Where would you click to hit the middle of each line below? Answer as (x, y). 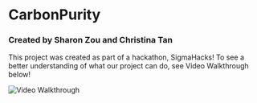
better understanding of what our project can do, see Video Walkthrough (128, 66)
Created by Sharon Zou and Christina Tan (90, 40)
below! (19, 75)
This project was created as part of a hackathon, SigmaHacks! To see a (126, 57)
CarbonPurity (55, 15)
